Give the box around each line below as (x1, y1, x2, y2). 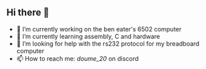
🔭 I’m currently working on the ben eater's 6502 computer (16, 25, 182, 33)
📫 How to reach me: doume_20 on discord (16, 54, 139, 62)
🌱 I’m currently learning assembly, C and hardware (16, 32, 161, 40)
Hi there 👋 (6, 7, 50, 18)
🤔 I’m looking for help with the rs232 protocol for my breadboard (16, 39, 200, 48)
